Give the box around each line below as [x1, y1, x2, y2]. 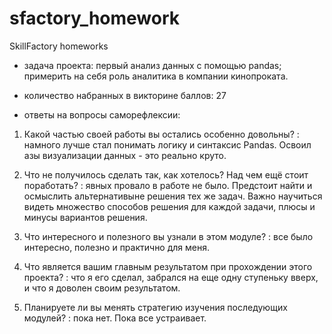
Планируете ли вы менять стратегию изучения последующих [23, 301, 288, 313]
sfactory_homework [9, 7, 181, 30]
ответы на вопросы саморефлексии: [23, 108, 181, 121]
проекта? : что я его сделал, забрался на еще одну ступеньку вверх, [23, 271, 319, 283]
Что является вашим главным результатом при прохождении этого [23, 260, 313, 272]
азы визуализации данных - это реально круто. [23, 149, 227, 161]
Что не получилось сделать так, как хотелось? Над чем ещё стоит [23, 168, 309, 181]
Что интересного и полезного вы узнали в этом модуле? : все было [23, 230, 314, 242]
